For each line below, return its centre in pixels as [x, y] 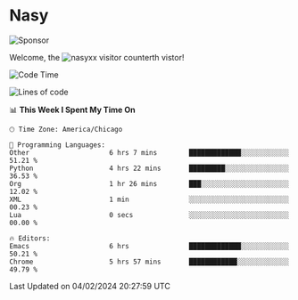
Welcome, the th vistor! [97, 57]
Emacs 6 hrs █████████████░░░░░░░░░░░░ [149, 246]
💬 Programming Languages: [57, 145]
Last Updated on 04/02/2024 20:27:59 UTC [90, 286]
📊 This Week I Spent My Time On [72, 109]
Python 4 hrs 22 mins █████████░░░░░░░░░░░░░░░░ [149, 168]
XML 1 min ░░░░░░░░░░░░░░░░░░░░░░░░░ [149, 199]
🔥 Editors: [30, 238]
